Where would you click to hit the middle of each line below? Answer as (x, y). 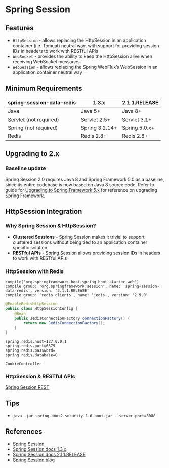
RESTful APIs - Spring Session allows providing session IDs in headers (87, 253)
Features (19, 28)
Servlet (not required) (33, 119)
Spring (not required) (33, 128)
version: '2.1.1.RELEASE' (62, 291)
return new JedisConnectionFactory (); (64, 323)
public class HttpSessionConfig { (42, 309)
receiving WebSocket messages (46, 62)
